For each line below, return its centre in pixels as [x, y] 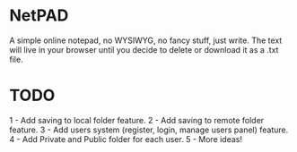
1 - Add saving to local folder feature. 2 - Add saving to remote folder [137, 120]
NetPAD [39, 16]
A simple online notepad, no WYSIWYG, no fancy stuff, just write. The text [146, 40]
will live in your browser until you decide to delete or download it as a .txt [144, 49]
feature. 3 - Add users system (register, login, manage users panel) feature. [149, 130]
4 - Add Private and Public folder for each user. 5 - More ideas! [126, 139]
